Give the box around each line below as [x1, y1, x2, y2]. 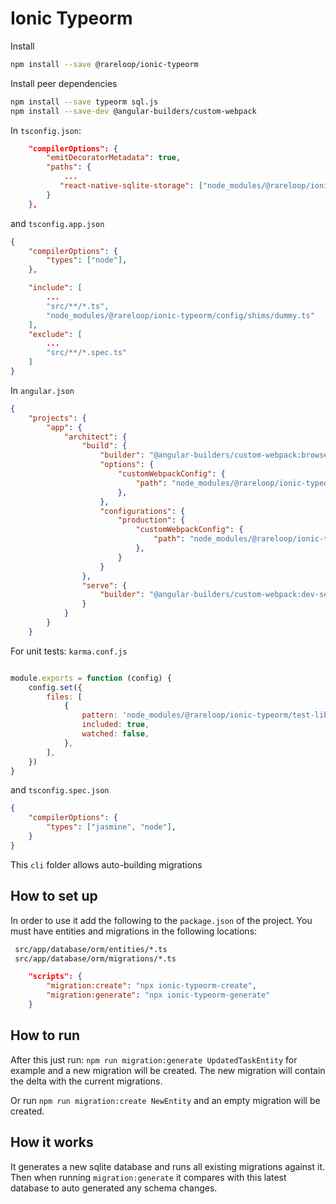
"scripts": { [28, 972, 83, 982]
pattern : [81, 710, 118, 721]
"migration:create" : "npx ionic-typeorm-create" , [46, 981, 257, 991]
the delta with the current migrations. [10, 1075, 163, 1087]
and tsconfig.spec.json [10, 784, 110, 796]
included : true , [81, 720, 150, 730]
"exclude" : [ [28, 329, 83, 339]
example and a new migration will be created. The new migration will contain [10, 1064, 326, 1076]
